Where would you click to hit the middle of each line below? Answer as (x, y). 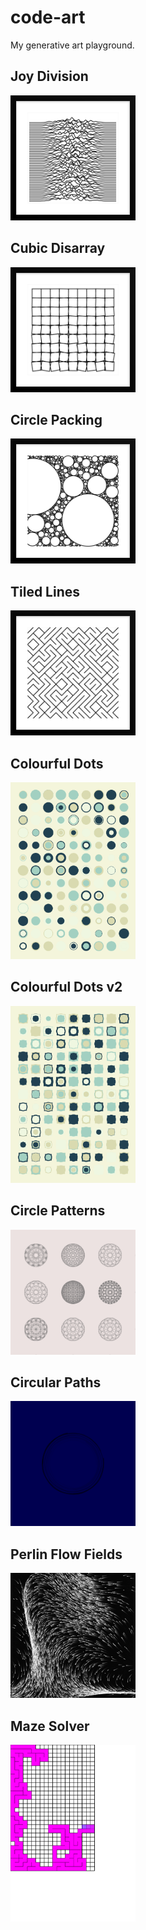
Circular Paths (56, 1382)
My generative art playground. (72, 45)
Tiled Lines (45, 591)
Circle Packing (56, 419)
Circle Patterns (58, 1211)
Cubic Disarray (58, 248)
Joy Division (49, 76)
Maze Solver (50, 1726)
